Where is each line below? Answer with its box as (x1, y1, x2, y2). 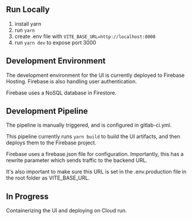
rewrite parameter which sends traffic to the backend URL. (6, 157, 148, 164)
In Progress (6, 191, 49, 201)
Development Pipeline (6, 106, 88, 116)
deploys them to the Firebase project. (6, 139, 97, 146)
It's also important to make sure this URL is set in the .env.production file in (6, 168, 187, 175)
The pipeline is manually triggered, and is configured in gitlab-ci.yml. (6, 121, 172, 128)
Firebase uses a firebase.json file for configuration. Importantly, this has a (6, 151, 184, 158)
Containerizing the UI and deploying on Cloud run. (6, 207, 127, 214)
